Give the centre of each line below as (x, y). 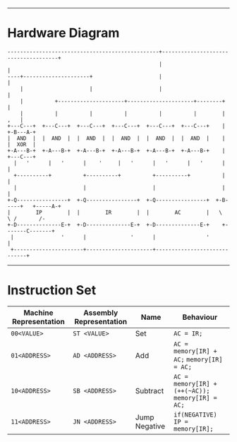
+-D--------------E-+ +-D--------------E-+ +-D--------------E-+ (109, 225)
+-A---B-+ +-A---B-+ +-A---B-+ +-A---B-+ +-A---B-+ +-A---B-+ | (116, 150)
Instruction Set (52, 291)
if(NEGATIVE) (195, 414)
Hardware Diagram (63, 33)
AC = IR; (188, 333)
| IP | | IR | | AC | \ (115, 213)
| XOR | (22, 144)
